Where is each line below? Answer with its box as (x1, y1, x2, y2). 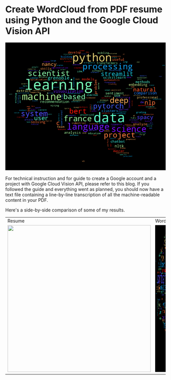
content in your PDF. (5, 197, 48, 203)
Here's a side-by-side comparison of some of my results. (5, 207, 125, 213)
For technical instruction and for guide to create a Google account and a (5, 175, 157, 182)
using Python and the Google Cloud (5, 14, 159, 26)
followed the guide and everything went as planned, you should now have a (5, 186, 164, 193)
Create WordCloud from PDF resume (5, 4, 163, 15)
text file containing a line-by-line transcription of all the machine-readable (5, 192, 160, 198)
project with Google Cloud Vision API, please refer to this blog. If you (5, 181, 149, 187)
